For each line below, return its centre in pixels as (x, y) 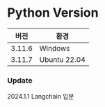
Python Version (53, 13)
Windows (55, 48)
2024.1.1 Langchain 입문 (41, 97)
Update (20, 80)
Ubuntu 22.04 (62, 59)
